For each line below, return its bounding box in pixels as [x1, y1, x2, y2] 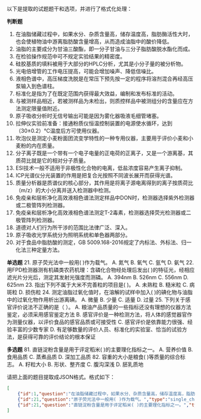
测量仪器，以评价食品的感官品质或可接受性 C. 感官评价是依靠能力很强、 [11, 318, 188, 326]
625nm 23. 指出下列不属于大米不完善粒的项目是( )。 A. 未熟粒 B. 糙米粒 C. [7, 282, 188, 288]
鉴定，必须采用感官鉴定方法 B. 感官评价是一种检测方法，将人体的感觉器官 [7, 311, 187, 318]
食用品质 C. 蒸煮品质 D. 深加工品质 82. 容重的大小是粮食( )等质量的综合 [7, 354, 181, 360]
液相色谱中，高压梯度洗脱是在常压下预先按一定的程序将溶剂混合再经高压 [15, 75, 193, 82]
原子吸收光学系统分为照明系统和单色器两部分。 [15, 232, 131, 238]
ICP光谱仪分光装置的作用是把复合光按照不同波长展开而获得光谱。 [15, 172, 176, 179]
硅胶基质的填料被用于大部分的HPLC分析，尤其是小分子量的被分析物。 [15, 60, 187, 67]
